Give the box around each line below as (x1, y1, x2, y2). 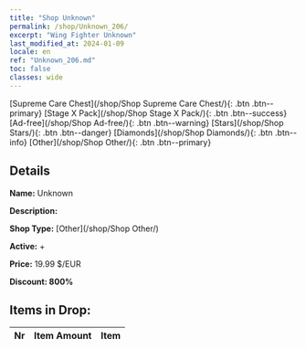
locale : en (9, 48, 51, 57)
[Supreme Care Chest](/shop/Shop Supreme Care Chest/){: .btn (9, 98, 250, 109)
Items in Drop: (9, 302, 91, 318)
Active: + (9, 240, 46, 251)
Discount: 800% (9, 276, 74, 287)
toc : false (9, 65, 51, 74)
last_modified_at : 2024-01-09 (9, 38, 125, 48)
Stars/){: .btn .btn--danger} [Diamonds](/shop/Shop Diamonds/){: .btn (9, 127, 273, 138)
